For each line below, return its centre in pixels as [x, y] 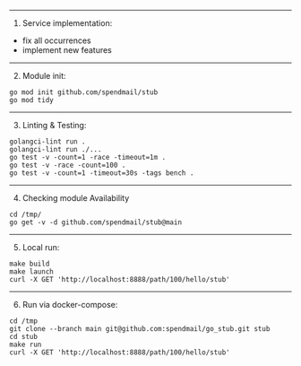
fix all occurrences [56, 40]
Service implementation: [67, 23]
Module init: [44, 76]
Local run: [41, 247]
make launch [31, 272]
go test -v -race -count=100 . [68, 165]
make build [30, 264]
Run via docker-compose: [70, 305]
